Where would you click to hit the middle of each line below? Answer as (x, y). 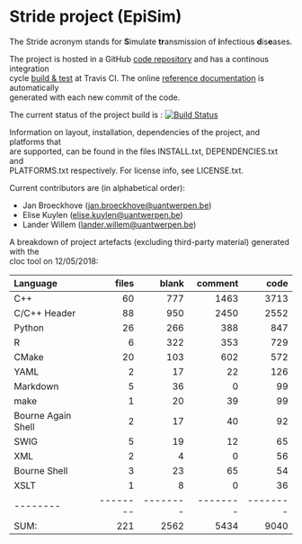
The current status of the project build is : (86, 114)
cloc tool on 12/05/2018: (54, 261)
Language (36, 283)
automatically (34, 87)
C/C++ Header (45, 313)
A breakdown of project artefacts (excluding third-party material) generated (150, 241)
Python (29, 328)
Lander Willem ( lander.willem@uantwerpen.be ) (109, 224)
